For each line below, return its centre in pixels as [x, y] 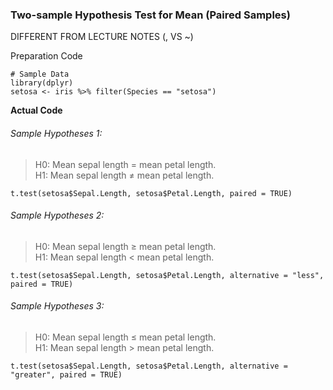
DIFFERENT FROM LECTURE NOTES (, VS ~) [102, 37]
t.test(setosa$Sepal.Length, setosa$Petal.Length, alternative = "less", [167, 275]
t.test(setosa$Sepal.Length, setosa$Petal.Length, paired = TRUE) [151, 193]
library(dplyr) [42, 83]
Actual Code [36, 110]
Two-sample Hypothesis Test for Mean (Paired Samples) [150, 15]
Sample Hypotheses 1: [56, 133]
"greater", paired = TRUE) [66, 374]
